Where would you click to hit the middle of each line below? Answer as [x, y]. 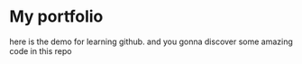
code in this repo [41, 50]
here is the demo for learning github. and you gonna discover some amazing [151, 41]
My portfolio [56, 17]
